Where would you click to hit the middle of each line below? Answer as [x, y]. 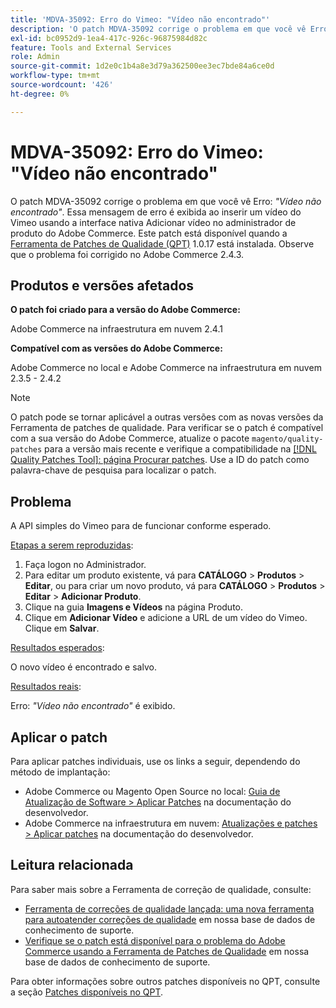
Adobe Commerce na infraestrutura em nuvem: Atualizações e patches [171, 823]
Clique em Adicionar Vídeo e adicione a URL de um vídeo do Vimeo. [166, 618]
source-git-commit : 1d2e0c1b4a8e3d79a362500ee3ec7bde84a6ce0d [142, 66]
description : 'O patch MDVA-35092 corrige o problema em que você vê [158, 29]
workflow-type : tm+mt [55, 76]
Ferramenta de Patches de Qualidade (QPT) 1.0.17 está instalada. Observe [162, 243]
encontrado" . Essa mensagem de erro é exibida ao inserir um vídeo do [156, 212]
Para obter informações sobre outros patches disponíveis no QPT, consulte [165, 981]
